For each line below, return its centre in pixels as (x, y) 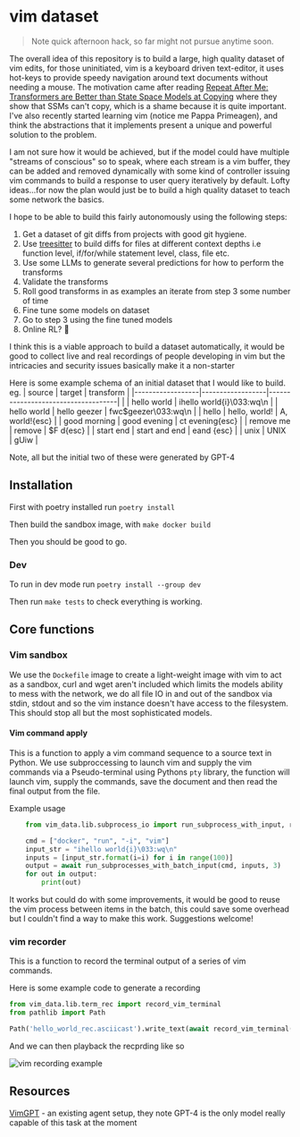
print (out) (62, 883)
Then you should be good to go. (68, 541)
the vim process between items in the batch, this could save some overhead (150, 909)
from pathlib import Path (57, 1013)
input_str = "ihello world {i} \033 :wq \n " (101, 849)
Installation (41, 485)
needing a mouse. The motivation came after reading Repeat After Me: (139, 87)
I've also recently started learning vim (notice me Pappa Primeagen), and (144, 115)
